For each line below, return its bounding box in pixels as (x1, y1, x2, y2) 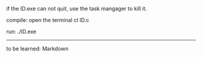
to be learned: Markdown (6, 45, 69, 52)
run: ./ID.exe (6, 28, 37, 35)
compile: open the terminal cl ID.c (6, 17, 90, 23)
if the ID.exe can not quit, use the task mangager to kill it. (6, 5, 147, 12)
